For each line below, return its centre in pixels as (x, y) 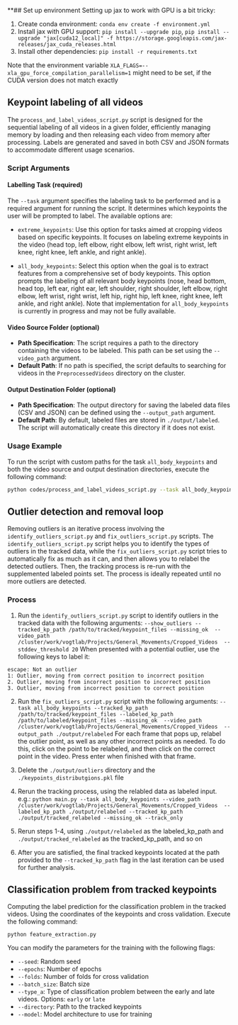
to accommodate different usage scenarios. (71, 150)
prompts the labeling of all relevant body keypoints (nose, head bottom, (122, 281)
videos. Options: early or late (61, 999)
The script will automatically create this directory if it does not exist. (117, 427)
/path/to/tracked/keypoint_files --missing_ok (138, 629)
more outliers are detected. (47, 581)
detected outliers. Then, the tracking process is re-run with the (99, 566)
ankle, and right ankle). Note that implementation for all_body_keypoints (123, 303)
